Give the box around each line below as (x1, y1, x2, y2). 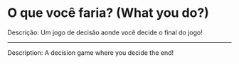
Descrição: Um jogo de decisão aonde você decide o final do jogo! (7, 28, 203, 37)
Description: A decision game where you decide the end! (7, 48, 174, 57)
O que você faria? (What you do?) (7, 5, 210, 21)
